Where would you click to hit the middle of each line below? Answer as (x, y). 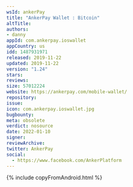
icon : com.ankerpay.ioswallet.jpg (51, 109)
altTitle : (19, 23)
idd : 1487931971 (27, 52)
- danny (16, 35)
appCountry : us (26, 47)
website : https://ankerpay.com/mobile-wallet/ (67, 92)
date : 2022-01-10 (28, 132)
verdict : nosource (30, 126)
